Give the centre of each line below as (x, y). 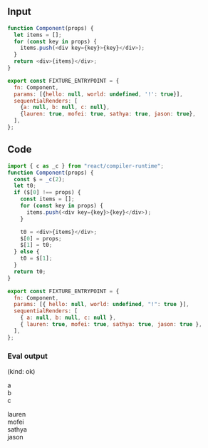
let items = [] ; (38, 35)
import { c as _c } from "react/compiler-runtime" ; (85, 166)
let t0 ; (25, 186)
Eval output (28, 356)
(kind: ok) (21, 371)
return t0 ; (30, 271)
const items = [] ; (47, 199)
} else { (27, 252)
